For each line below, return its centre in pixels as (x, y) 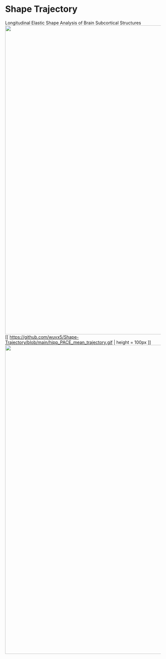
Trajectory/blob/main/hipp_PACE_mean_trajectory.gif (59, 342)
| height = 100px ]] (132, 342)
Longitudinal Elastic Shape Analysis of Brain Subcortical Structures (73, 23)
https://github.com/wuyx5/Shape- (44, 337)
